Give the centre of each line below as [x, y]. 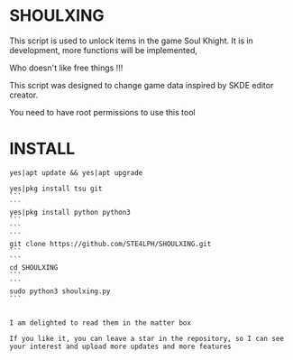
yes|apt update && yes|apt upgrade [76, 172]
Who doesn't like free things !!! [66, 68]
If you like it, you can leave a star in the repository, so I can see [146, 338]
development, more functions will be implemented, [104, 50]
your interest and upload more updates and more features [120, 346]
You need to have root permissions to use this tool [102, 112]
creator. [24, 95]
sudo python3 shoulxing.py [60, 291]
